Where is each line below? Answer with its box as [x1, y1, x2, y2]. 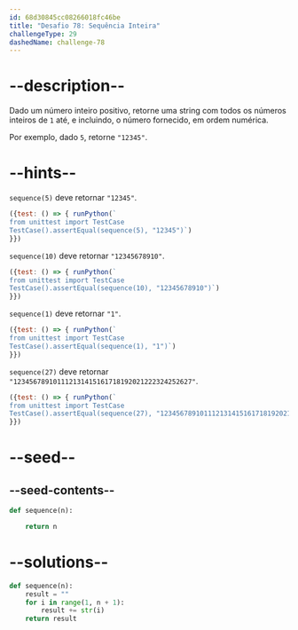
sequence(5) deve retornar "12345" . [9, 193, 137, 203]
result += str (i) [41, 606, 105, 615]
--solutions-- [9, 552, 109, 572]
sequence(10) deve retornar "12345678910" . [9, 250, 165, 261]
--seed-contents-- [9, 483, 115, 498]
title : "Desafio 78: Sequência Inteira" [9, 21, 161, 30]
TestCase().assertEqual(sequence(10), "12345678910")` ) [9, 284, 220, 293]
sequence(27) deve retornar [9, 366, 109, 377]
